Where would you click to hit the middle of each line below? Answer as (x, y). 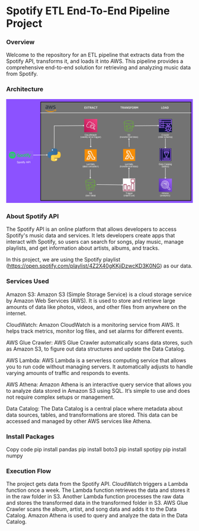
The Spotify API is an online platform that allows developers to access (91, 229)
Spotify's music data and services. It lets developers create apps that (91, 236)
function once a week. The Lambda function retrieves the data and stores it (98, 490)
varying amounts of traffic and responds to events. (68, 373)
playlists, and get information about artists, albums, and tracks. (83, 248)
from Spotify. (22, 74)
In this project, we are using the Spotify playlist (63, 260)
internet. (16, 313)
